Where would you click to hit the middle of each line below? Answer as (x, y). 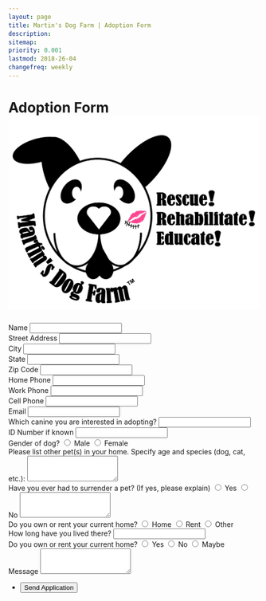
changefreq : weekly (41, 68)
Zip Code (23, 370)
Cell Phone (26, 401)
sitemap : (23, 42)
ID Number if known (41, 432)
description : (30, 33)
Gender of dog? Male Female (68, 443)
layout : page (30, 17)
